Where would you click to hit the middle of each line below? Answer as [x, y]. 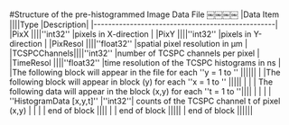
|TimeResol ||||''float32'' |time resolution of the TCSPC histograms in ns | [145, 62]
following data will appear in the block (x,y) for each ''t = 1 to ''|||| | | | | [140, 91]
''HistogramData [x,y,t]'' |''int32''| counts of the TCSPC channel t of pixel [145, 101]
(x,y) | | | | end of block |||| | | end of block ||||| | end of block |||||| [131, 111]
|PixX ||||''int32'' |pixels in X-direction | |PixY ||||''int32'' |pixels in [131, 34]
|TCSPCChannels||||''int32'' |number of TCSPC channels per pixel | [135, 53]
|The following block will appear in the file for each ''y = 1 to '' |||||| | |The [145, 72]
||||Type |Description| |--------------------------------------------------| [144, 24]
